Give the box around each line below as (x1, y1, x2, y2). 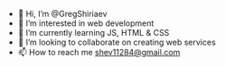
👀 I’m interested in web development (17, 18, 155, 29)
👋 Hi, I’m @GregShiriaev (17, 9, 108, 19)
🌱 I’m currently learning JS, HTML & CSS (17, 28, 170, 37)
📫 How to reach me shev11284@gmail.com (17, 47, 181, 57)
